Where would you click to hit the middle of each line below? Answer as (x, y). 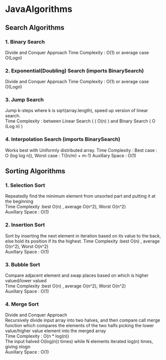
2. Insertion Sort (25, 225)
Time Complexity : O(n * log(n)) (37, 336)
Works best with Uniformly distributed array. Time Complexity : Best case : (81, 150)
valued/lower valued (26, 281)
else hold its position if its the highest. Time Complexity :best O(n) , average (83, 241)
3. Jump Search (25, 100)
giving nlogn (18, 347)
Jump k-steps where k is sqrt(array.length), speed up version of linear (77, 111)
